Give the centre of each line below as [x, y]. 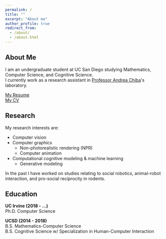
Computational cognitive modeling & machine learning [68, 158]
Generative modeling [41, 164]
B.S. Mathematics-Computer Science [43, 226]
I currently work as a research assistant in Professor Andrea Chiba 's [75, 80]
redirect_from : [21, 28]
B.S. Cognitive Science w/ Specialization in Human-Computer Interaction [80, 232]
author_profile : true [28, 24]
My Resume [17, 95]
